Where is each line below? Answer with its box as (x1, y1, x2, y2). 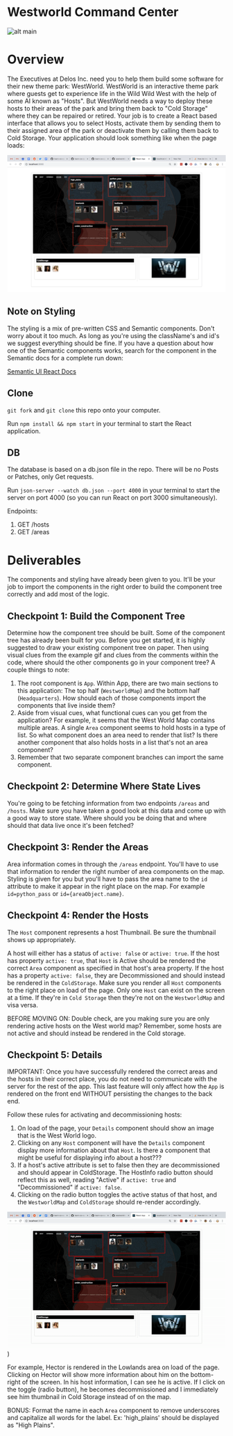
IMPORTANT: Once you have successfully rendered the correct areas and (7, 1067, 218, 1076)
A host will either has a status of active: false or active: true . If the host (7, 949, 220, 957)
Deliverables (7, 552, 81, 568)
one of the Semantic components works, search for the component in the (7, 346, 217, 355)
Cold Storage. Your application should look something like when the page (7, 134, 217, 142)
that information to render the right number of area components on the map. (7, 867, 225, 875)
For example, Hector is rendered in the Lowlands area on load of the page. (7, 1363, 220, 1371)
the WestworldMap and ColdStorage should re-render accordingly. (17, 1198, 201, 1206)
